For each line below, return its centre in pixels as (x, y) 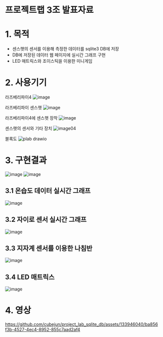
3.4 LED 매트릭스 (30, 277)
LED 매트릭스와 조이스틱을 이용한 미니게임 (52, 61)
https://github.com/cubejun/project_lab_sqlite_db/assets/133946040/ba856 (81, 324)
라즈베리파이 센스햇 (23, 108)
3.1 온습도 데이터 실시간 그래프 (48, 191)
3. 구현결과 (26, 160)
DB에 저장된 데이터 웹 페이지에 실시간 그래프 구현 (59, 55)
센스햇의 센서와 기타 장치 (29, 128)
